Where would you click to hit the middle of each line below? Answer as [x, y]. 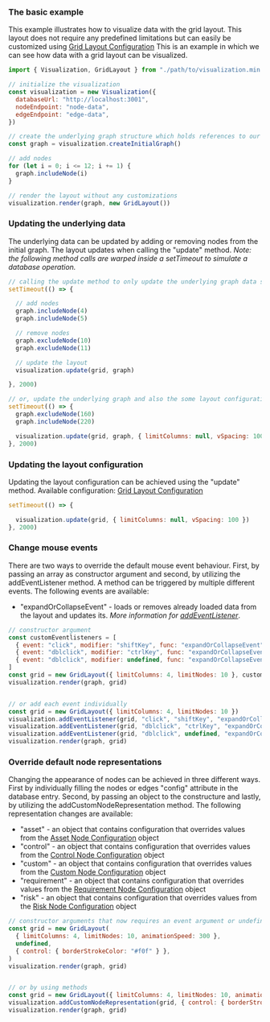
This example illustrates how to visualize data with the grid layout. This [125, 30]
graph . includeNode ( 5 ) [52, 319]
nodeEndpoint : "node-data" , [63, 107]
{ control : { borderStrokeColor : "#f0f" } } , [93, 951]
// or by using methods [48, 988]
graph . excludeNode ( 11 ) [53, 348]
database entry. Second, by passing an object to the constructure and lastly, [135, 796]
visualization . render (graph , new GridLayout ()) [90, 203]
